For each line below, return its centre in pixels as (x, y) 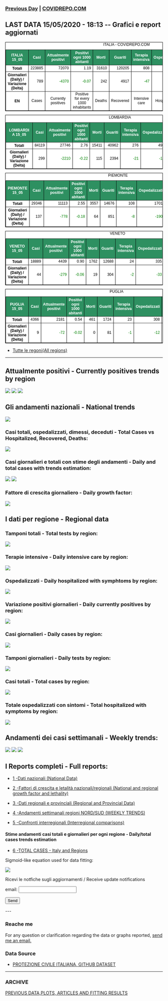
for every (82, 99)
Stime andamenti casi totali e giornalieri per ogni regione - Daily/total (78, 834)
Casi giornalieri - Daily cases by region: (54, 634)
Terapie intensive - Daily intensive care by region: (67, 557)
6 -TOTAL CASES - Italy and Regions (50, 850)
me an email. (18, 940)
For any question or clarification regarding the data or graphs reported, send (84, 935)
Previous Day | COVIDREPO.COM (46, 9)
